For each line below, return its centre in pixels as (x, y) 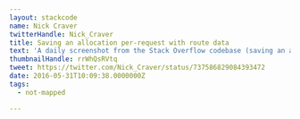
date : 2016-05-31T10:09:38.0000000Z (77, 76)
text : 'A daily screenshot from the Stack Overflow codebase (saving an (147, 51)
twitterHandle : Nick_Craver (62, 34)
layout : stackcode (43, 17)
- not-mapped (42, 92)
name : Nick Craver (43, 26)
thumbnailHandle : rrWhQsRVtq (63, 59)
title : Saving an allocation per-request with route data (119, 42)
